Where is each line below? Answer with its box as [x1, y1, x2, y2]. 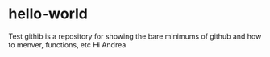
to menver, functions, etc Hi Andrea [8, 39, 127, 49]
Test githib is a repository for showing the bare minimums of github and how [8, 31, 262, 41]
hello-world [8, 5, 89, 23]
